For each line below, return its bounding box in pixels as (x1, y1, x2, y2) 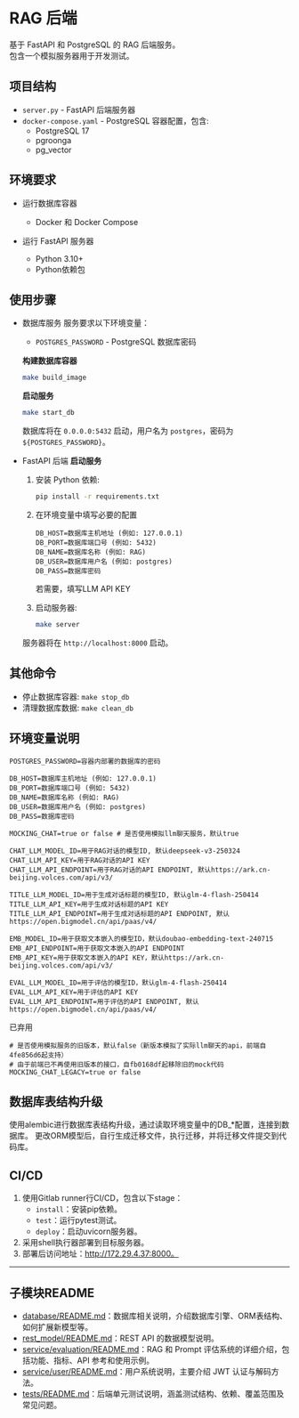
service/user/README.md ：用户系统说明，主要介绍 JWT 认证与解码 (21, 1365, 271, 1376)
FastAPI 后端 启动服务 (21, 456, 102, 466)
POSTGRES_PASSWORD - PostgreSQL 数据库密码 (35, 336, 198, 347)
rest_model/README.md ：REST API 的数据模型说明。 (21, 1333, 220, 1343)
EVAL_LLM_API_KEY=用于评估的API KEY (9, 987, 139, 997)
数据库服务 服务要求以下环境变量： (21, 318, 149, 328)
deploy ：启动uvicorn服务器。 (35, 1226, 142, 1237)
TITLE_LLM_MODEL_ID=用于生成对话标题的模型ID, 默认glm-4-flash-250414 (9, 890, 260, 899)
